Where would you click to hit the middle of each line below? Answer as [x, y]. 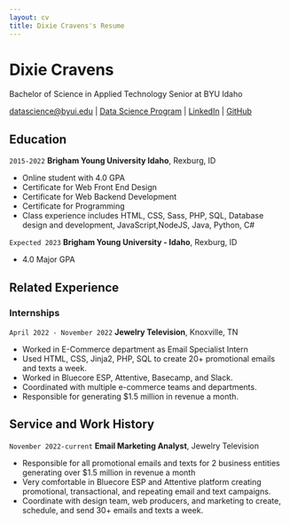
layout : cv [29, 17]
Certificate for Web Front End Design [90, 187]
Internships [35, 313]
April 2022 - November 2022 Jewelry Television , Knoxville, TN [124, 332]
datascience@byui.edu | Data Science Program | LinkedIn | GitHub [131, 111]
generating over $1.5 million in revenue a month [109, 472]
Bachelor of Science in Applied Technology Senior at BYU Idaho [126, 94]
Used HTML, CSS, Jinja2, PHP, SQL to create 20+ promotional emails [149, 358]
